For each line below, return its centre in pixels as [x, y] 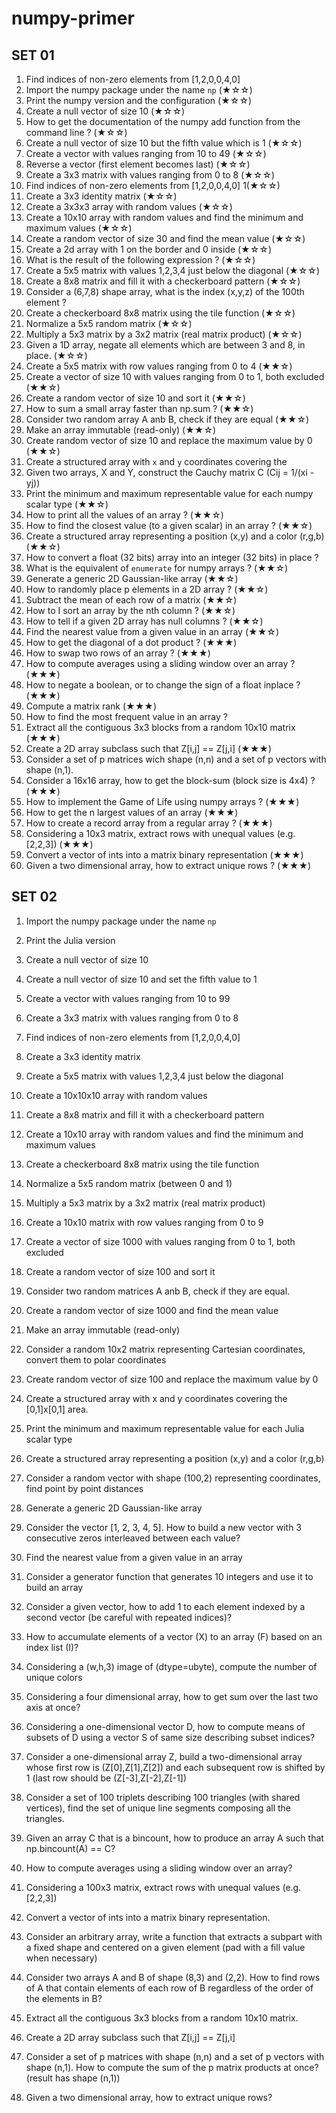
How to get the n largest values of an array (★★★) [132, 812]
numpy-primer [73, 18]
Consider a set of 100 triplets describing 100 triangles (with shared [163, 1797]
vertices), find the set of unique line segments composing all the [158, 1808]
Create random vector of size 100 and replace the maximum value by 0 [172, 1379]
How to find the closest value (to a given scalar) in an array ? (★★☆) [169, 525]
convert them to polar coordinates [96, 1359]
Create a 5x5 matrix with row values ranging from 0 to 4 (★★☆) [159, 366]
